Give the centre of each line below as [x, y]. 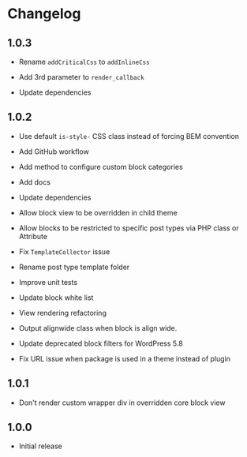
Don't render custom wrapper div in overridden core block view [122, 403]
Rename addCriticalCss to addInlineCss [84, 62]
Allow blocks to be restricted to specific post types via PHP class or [129, 228]
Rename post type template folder [74, 267]
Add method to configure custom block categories [101, 167]
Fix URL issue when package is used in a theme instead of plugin [124, 358]
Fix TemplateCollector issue [64, 251]
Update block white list [56, 298]
